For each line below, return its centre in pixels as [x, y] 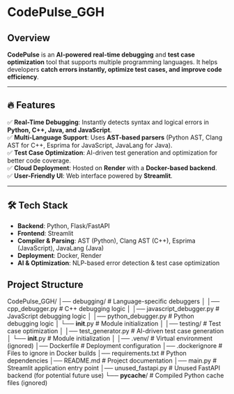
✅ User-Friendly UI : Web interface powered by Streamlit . [90, 176]
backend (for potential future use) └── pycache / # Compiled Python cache [116, 376]
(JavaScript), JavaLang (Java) [61, 248]
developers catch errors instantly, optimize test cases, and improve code [115, 69]
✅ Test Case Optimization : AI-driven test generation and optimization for [112, 152]
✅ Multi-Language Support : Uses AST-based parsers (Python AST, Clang [115, 137]
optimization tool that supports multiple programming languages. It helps [112, 62]
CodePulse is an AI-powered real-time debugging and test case [101, 54]
